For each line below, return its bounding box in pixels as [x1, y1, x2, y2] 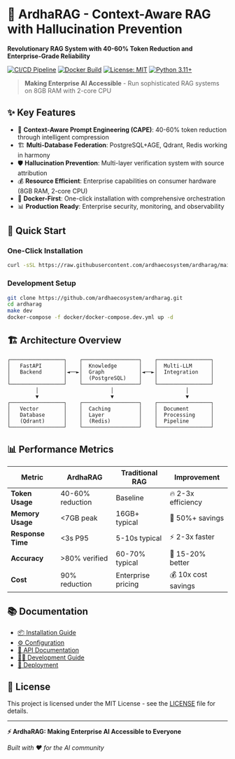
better [169, 557, 190, 567]
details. [7, 707, 29, 716]
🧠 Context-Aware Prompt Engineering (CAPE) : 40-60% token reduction [17, 125, 227, 134]
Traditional [121, 467, 158, 477]
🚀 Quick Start [7, 225, 66, 237]
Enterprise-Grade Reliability [7, 52, 91, 60]
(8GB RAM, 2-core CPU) [17, 186, 88, 195]
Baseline [115, 493, 145, 502]
